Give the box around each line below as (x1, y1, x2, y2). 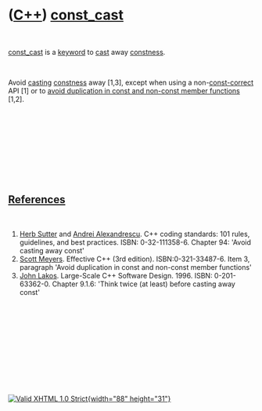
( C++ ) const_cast (8, 6, 124, 24)
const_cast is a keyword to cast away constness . (8, 47, 166, 56)
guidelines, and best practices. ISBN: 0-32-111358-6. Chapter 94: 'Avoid (19, 237, 252, 247)
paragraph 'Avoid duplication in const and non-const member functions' (19, 262, 252, 271)
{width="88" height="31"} (87, 394, 171, 403)
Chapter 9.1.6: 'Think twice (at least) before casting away (52, 279, 236, 289)
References (8, 193, 66, 206)
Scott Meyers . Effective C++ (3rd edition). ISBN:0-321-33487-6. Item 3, (19, 254, 250, 264)
